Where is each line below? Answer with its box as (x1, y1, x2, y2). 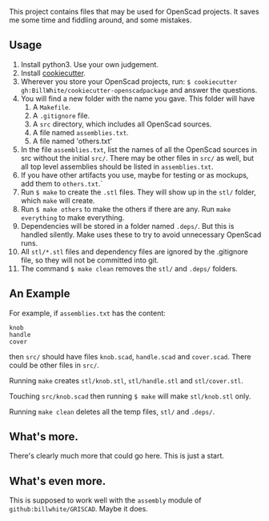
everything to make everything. (20, 212, 125, 222)
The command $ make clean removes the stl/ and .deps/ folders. (20, 263, 239, 273)
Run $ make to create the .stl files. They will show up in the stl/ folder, (20, 187, 257, 197)
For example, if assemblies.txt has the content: (9, 308, 167, 318)
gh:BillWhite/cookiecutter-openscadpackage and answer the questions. (20, 85, 258, 94)
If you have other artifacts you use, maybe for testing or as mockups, (20, 170, 249, 179)
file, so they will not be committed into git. (20, 255, 159, 265)
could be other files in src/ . (9, 360, 99, 370)
